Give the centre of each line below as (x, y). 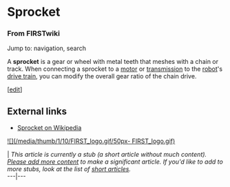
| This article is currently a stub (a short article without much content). (107, 155)
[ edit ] (15, 89)
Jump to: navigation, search (46, 48)
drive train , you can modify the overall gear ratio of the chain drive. (102, 76)
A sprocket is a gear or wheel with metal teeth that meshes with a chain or (113, 62)
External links (37, 111)
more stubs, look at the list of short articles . (69, 169)
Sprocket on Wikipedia (49, 128)
